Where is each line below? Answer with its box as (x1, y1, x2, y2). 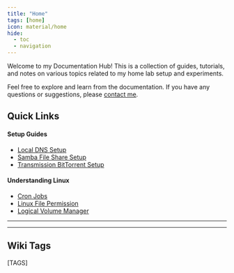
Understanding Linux (7, 176, 70, 185)
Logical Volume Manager (17, 207, 89, 215)
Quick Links (7, 110, 60, 122)
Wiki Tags (7, 240, 52, 252)
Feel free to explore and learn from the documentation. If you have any (7, 83, 210, 91)
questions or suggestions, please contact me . (7, 90, 139, 98)
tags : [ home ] (7, 17, 45, 24)
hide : (7, 29, 23, 37)
